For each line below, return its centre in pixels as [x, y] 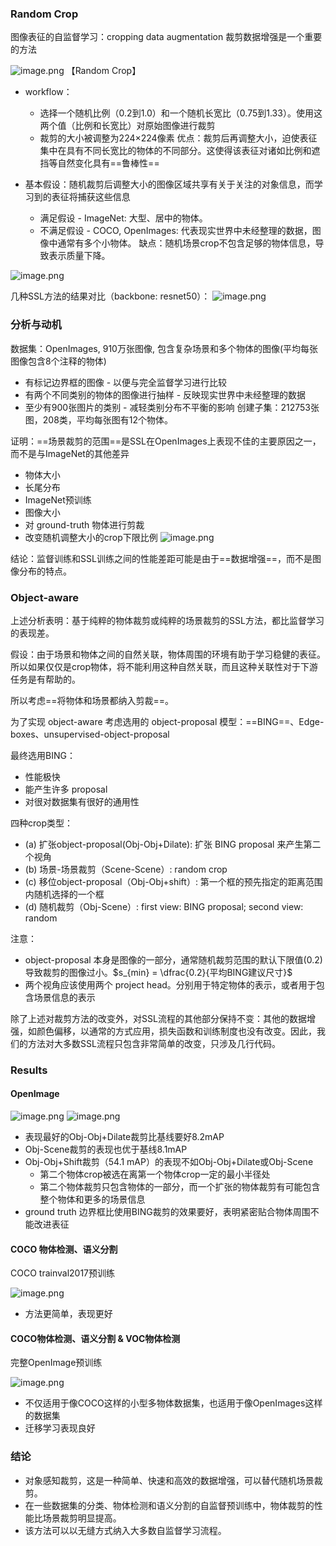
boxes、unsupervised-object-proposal [90, 734]
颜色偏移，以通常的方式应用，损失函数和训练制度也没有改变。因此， [176, 1031]
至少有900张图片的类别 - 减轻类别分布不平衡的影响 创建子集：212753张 [172, 407]
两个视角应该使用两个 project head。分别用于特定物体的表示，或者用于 [170, 984]
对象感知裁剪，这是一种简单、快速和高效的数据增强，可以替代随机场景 [169, 1480]
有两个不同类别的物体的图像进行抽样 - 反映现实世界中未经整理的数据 [165, 394]
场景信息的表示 [64, 997]
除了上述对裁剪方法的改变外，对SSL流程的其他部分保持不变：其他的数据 [158, 1018]
